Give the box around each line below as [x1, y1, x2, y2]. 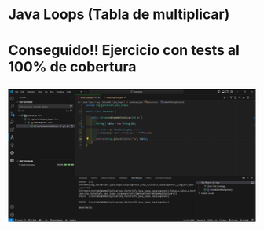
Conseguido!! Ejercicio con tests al [8, 42, 240, 60]
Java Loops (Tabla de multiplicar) [8, 5, 230, 24]
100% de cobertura [8, 58, 137, 76]
